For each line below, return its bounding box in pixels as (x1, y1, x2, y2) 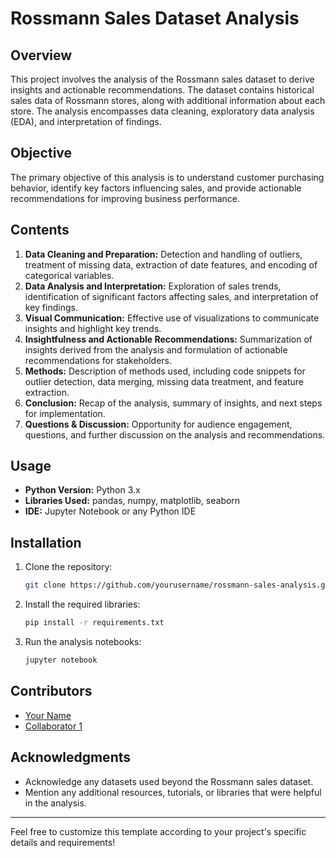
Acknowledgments (10, 749, 132, 766)
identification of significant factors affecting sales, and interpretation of (24, 290, 319, 302)
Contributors (10, 683, 93, 700)
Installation (10, 534, 82, 551)
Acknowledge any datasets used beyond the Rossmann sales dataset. (24, 775, 314, 787)
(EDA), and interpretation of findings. (10, 116, 162, 127)
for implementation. (24, 407, 106, 419)
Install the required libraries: (24, 598, 141, 611)
